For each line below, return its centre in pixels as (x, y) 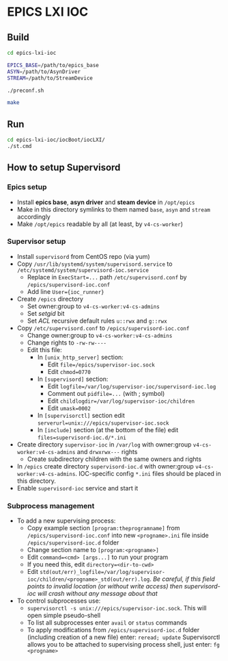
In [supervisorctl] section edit (81, 415)
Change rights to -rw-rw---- (67, 342)
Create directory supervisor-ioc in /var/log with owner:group (104, 444)
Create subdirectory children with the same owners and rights (114, 459)
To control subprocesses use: (59, 601)
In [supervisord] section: (73, 379)
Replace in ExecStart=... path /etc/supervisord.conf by (107, 277)
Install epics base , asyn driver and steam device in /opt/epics (106, 202)
